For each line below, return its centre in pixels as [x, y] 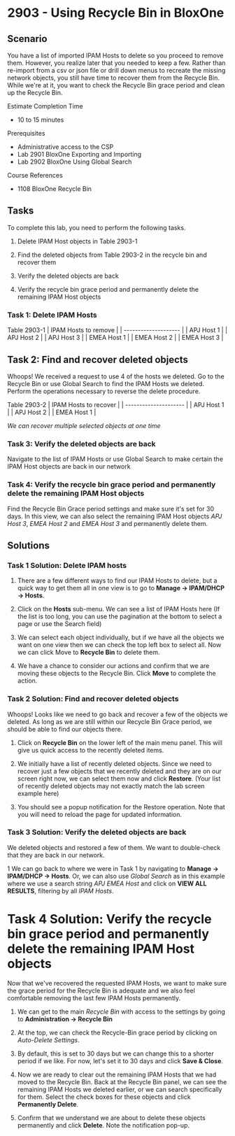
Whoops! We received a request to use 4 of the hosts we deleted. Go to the [116, 376]
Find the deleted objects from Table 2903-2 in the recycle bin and [112, 255]
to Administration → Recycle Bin [65, 1018]
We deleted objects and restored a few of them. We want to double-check [114, 847]
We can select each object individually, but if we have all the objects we [121, 637]
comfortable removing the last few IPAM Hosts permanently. [94, 997]
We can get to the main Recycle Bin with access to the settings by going [121, 1011]
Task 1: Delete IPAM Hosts [52, 315]
